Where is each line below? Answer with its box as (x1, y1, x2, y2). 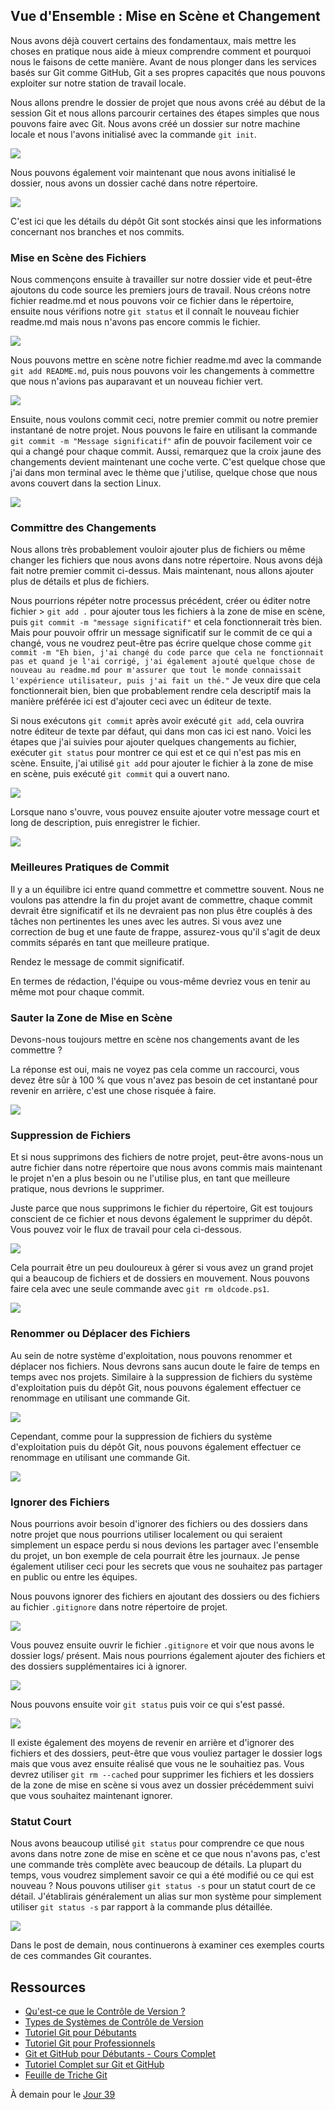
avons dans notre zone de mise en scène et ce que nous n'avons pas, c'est (10, 1848, 321, 1860)
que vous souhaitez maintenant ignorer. (10, 1789, 173, 1801)
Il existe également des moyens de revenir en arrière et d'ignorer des (10, 1736, 295, 1748)
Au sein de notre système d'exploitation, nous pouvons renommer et (10, 1349, 293, 1361)
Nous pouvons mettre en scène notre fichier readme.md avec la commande (10, 354, 322, 366)
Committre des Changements (10, 521, 157, 535)
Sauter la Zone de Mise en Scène (10, 1010, 173, 1024)
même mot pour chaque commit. (10, 985, 145, 998)
